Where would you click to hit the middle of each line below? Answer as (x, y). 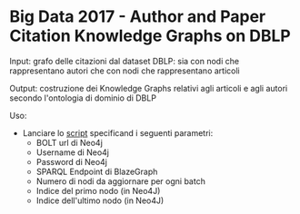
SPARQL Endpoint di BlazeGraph (97, 171)
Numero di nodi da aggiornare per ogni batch (121, 181)
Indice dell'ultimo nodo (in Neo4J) (100, 200)
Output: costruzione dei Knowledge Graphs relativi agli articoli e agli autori (149, 88)
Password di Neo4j (71, 161)
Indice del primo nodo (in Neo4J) (98, 190)
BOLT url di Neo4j (69, 142)
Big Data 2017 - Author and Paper (138, 17)
